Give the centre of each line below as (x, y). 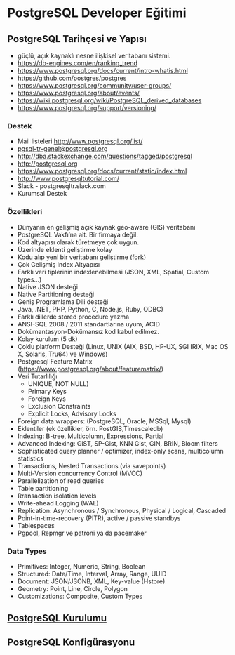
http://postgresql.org (47, 164)
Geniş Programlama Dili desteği (63, 302)
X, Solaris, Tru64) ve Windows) (62, 354)
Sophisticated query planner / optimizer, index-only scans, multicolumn (121, 451)
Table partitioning (43, 488)
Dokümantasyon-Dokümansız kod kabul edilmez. (88, 331)
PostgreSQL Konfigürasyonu (71, 642)
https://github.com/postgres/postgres (72, 78)
